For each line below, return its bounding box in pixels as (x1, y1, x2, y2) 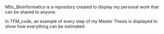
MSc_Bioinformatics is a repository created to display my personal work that (5, 4, 159, 10)
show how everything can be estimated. (5, 23, 86, 29)
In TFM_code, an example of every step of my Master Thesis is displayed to (5, 19, 158, 24)
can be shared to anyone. (5, 9, 57, 15)
